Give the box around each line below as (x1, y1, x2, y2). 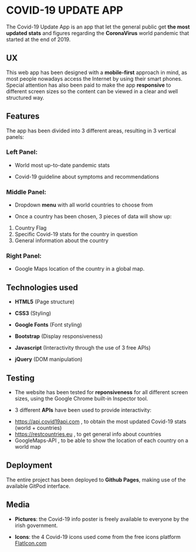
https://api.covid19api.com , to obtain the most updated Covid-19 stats (14, 418, 187, 425)
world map (14, 443, 41, 451)
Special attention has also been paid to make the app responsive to (6, 81, 172, 88)
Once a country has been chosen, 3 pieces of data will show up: (14, 213, 172, 220)
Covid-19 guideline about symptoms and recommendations (14, 173, 159, 180)
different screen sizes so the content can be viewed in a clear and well (6, 87, 178, 95)
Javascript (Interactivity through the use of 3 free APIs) (14, 344, 151, 351)
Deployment (6, 461, 53, 471)
